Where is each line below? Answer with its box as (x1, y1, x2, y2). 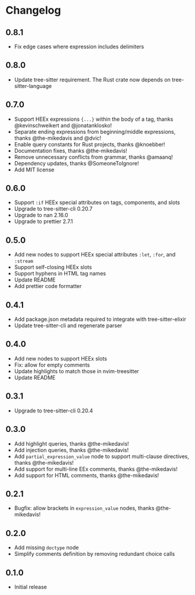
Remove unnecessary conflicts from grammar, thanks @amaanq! (14, 153, 173, 161)
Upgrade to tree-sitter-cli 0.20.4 (14, 407, 93, 414)
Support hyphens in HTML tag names (14, 270, 106, 277)
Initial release (14, 583, 47, 590)
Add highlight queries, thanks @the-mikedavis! (14, 440, 129, 447)
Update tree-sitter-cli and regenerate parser (14, 322, 122, 329)
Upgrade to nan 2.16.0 (14, 212, 69, 219)
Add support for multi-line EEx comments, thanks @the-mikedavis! (14, 465, 178, 472)
